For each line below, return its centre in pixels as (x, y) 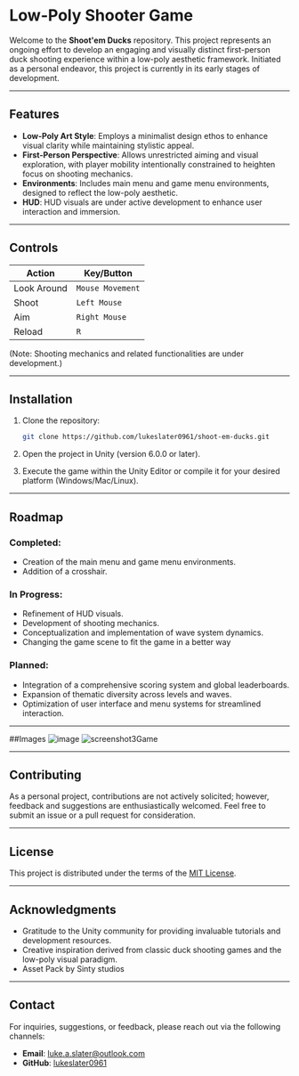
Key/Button (109, 273)
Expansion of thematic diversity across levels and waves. (127, 694)
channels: (27, 1036)
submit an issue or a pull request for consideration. (102, 815)
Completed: (35, 542)
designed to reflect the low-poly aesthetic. (100, 192)
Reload (28, 331)
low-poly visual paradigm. (70, 959)
